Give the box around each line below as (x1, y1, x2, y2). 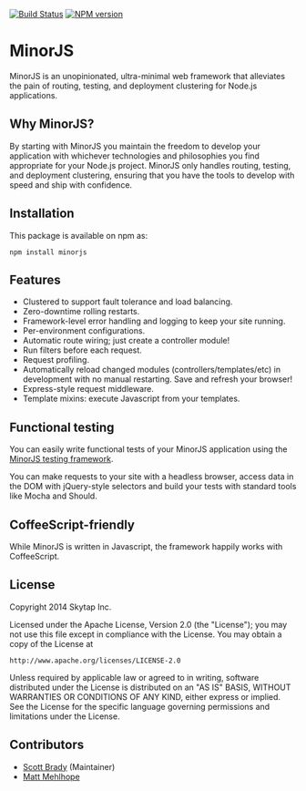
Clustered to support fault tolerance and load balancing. (22, 296, 233, 307)
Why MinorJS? (9, 117, 95, 132)
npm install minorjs (9, 247, 88, 257)
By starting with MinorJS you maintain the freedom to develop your (9, 140, 261, 151)
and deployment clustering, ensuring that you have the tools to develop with (9, 169, 295, 180)
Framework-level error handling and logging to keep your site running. (22, 315, 286, 327)
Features (9, 272, 61, 287)
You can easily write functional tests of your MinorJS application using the (9, 444, 288, 455)
